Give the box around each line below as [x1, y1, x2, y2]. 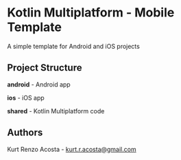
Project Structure [7, 62, 82, 73]
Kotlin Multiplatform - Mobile [7, 5, 175, 21]
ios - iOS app [7, 93, 45, 102]
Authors [7, 127, 43, 139]
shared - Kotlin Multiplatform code [7, 106, 105, 115]
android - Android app [7, 80, 71, 89]
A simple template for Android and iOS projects [7, 42, 141, 50]
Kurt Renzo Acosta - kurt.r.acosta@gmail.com [7, 145, 136, 153]
